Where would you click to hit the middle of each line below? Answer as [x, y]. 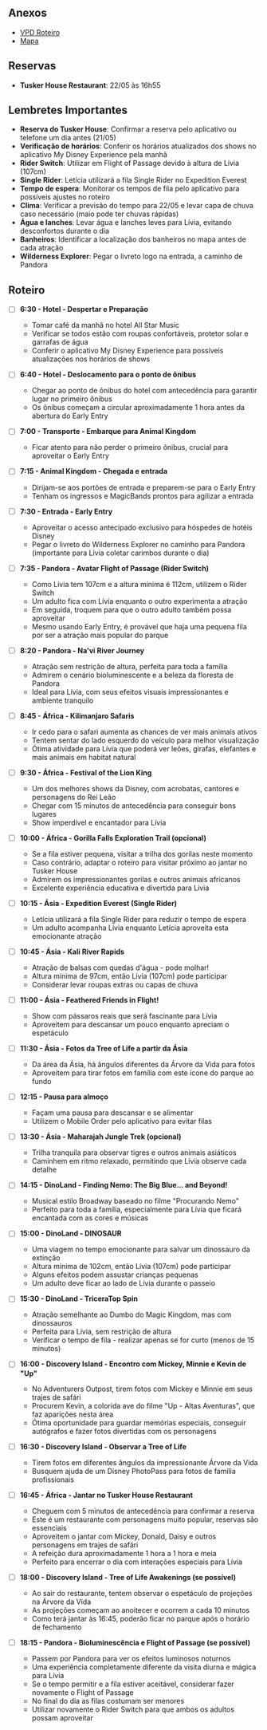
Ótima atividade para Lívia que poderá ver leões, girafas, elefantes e [144, 748]
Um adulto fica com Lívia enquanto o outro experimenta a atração [139, 601]
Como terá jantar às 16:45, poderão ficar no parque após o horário [140, 1618]
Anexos [28, 13]
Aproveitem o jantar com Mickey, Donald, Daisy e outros [124, 1536]
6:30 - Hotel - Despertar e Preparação [84, 309]
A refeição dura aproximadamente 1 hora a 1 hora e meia [124, 1553]
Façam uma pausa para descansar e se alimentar [112, 1113]
